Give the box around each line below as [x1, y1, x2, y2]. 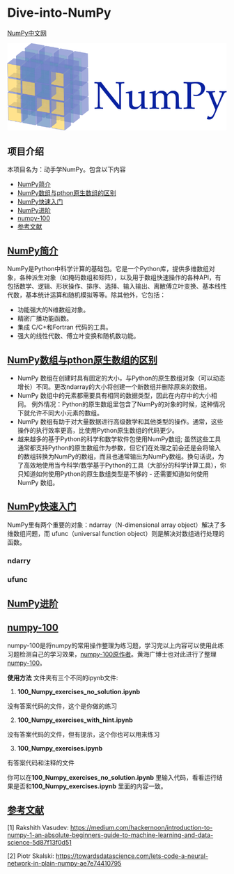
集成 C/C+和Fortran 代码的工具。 [17, 323, 113, 332]
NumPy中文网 [7, 29, 47, 37]
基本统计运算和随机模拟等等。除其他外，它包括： [25, 291, 166, 299]
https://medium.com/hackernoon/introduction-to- [70, 823, 213, 831]
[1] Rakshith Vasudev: [7, 823, 70, 831]
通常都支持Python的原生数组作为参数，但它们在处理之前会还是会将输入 [17, 444, 221, 452]
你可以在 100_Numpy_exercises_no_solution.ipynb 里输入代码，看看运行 [7, 773, 217, 781]
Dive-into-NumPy [7, 5, 111, 21]
